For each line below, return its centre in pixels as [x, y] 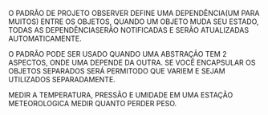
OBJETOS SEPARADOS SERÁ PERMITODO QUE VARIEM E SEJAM [117, 71]
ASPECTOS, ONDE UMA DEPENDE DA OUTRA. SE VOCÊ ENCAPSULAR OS [132, 62]
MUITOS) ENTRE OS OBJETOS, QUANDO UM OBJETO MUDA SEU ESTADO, [134, 22]
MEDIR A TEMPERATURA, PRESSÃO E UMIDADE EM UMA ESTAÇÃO [121, 95]
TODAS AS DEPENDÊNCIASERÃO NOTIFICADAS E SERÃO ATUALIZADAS [129, 30]
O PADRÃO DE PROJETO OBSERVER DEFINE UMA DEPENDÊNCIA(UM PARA [134, 13]
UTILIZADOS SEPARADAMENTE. [62, 79]
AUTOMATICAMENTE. [45, 38]
